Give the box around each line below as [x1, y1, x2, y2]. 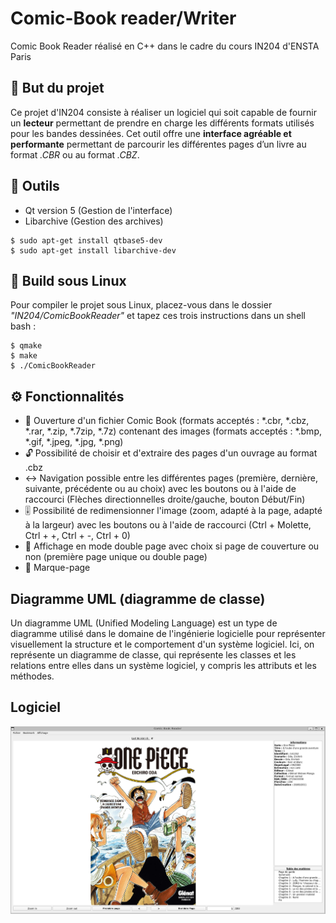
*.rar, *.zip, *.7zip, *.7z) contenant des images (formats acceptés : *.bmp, [24, 425, 322, 437]
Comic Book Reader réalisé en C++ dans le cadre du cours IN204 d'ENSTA [10, 40, 320, 52]
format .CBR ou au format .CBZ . [10, 148, 140, 161]
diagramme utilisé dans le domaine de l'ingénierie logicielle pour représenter [10, 628, 326, 639]
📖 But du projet [10, 80, 105, 97]
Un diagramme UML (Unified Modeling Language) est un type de [10, 617, 278, 629]
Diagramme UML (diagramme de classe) [10, 590, 266, 607]
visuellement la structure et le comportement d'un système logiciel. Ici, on [10, 638, 315, 650]
